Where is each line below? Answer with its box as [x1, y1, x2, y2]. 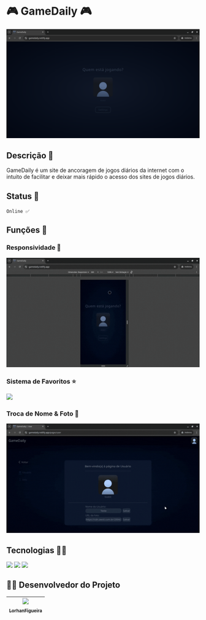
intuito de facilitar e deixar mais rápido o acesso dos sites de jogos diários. [6, 173, 195, 180]
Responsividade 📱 [6, 243, 61, 252]
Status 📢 [6, 191, 40, 201]
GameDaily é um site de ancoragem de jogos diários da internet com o [6, 166, 185, 174]
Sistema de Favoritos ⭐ [6, 377, 77, 386]
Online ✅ [6, 209, 30, 215]
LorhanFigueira [9, 608, 43, 614]
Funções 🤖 [6, 225, 48, 236]
